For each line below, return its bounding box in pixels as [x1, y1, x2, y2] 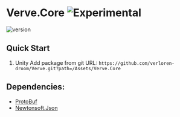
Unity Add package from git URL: [14, 59, 98, 66]
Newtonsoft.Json [14, 104, 58, 111]
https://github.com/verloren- [98, 60, 175, 66]
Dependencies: [6, 82, 65, 92]
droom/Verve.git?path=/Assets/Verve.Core [14, 65, 121, 71]
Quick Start [6, 43, 50, 53]
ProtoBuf [14, 98, 37, 105]
